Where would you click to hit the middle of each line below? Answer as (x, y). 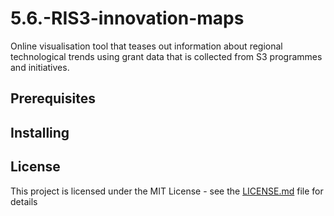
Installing (40, 132)
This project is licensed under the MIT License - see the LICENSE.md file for (167, 191)
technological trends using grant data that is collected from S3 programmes (166, 56)
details (24, 201)
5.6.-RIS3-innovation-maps (127, 18)
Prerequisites (53, 98)
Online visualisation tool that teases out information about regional (146, 46)
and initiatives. (40, 67)
